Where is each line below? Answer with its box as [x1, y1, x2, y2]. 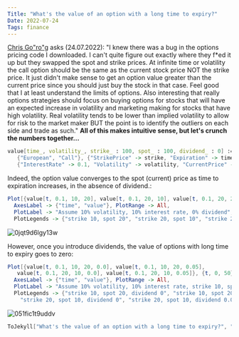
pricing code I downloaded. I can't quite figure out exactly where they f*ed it [7, 51, 231, 59]
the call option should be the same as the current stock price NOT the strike [7, 66, 230, 75]
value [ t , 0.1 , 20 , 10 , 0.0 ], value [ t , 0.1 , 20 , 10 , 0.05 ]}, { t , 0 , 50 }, [16, 270, 237, 277]
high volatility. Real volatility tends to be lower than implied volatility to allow [7, 111, 230, 120]
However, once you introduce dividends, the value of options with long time [7, 242, 229, 250]
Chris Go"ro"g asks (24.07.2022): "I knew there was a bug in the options [7, 43, 219, 52]
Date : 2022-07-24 [7, 17, 59, 24]
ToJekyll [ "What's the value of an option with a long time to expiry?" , [7, 323, 228, 330]
